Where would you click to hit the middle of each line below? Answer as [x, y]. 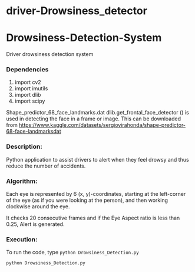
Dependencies [27, 70]
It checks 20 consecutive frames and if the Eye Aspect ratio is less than [93, 218]
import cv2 [28, 82]
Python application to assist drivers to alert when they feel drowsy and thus [98, 159]
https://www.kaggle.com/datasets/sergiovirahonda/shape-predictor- [102, 125]
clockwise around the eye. [38, 207]
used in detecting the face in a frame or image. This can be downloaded [94, 119]
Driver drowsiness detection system [50, 54]
